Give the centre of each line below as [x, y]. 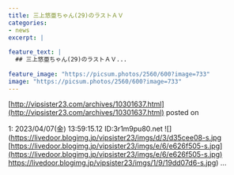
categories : [28, 23]
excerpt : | [26, 37]
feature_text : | [35, 52]
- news [19, 30]
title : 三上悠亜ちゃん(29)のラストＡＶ [66, 15]
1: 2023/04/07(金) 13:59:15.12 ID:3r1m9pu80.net [86, 128]
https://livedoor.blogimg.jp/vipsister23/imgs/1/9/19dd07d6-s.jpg [112, 162]
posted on [182, 112]
